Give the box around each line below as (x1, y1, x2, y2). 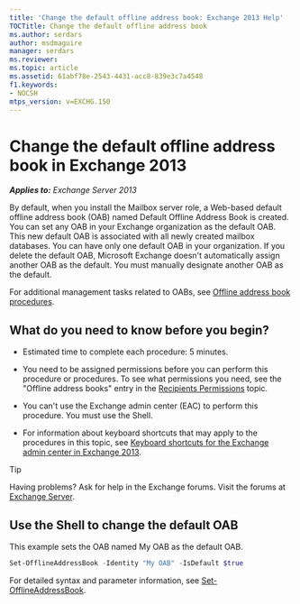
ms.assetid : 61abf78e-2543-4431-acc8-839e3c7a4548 (9, 72, 204, 81)
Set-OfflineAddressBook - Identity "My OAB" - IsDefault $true (9, 558, 244, 568)
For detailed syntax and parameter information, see (9, 574, 200, 586)
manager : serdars (9, 47, 75, 56)
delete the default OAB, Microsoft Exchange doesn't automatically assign (9, 250, 281, 261)
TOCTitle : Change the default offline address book (9, 22, 207, 31)
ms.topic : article (9, 64, 78, 73)
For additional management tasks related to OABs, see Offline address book (9, 287, 291, 297)
